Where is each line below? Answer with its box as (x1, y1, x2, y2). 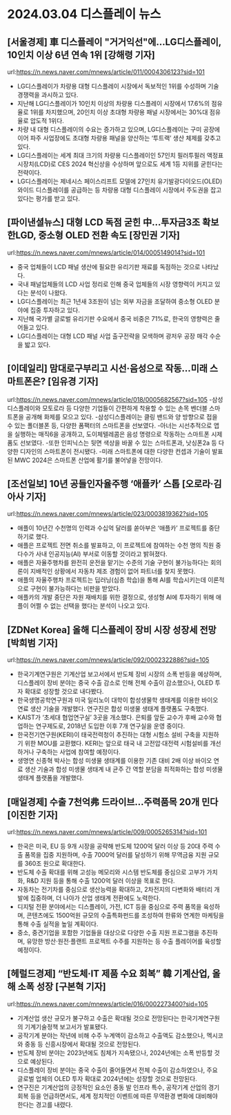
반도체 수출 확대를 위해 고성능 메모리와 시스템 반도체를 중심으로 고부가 (17, 868, 205, 876)
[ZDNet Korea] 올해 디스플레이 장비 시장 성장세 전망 (7, 624, 217, 636)
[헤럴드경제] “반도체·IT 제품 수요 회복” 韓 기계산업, (7, 968, 210, 979)
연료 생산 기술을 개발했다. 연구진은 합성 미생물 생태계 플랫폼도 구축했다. (17, 705, 209, 713)
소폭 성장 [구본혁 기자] (17, 981, 106, 993)
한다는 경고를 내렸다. (17, 1100, 73, 1109)
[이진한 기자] (7, 809, 59, 820)
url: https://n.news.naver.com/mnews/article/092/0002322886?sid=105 (7, 656, 210, 664)
